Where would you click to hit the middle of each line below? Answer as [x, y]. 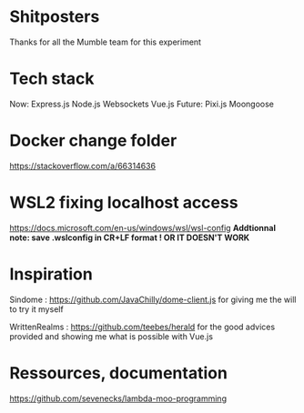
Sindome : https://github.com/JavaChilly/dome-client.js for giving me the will [153, 299]
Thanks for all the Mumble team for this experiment [106, 42]
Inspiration [51, 274]
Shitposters [55, 17]
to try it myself [36, 309]
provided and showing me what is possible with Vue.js [111, 336]
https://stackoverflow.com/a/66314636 [83, 166]
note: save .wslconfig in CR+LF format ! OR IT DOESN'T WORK [130, 237]
